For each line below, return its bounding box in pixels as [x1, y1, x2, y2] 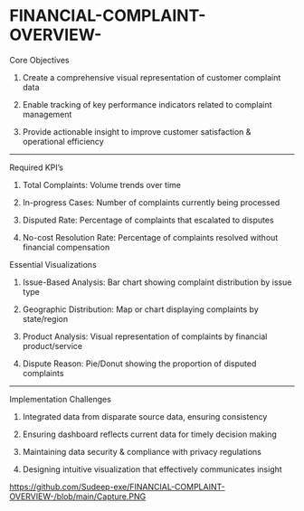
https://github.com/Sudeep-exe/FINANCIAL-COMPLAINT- [9, 481, 225, 492]
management [22, 109, 72, 119]
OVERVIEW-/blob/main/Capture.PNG [9, 490, 147, 502]
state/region [22, 313, 69, 324]
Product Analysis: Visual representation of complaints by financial [22, 331, 268, 342]
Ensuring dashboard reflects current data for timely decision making [22, 429, 278, 440]
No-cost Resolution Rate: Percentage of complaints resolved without [22, 232, 279, 242]
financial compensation [22, 241, 110, 252]
